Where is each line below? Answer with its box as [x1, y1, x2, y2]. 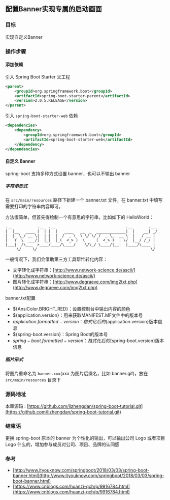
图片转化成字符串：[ [12, 279, 55, 285]
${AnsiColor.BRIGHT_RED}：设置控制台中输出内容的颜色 [12, 305, 130, 312]
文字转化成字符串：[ [12, 267, 55, 273]
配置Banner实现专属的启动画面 [5, 5, 103, 14]
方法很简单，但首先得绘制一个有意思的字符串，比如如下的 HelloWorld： [5, 214, 154, 220]
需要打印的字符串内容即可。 [5, 203, 63, 209]
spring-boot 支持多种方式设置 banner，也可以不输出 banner [5, 170, 130, 177]
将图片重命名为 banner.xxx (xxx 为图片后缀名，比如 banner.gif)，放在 [5, 370, 148, 376]
